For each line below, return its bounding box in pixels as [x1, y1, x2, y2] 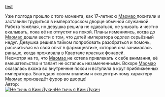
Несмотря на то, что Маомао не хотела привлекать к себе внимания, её [5, 55, 158, 61]
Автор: [5, 81, 19, 87]
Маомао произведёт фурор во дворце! [5, 76, 87, 82]
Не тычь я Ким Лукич [55, 87, 100, 92]
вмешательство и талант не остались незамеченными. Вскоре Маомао [5, 61, 156, 66]
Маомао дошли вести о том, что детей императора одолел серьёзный [5, 34, 154, 40]
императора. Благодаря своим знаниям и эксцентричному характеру [5, 71, 153, 76]
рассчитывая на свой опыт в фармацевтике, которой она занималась [5, 45, 152, 50]
